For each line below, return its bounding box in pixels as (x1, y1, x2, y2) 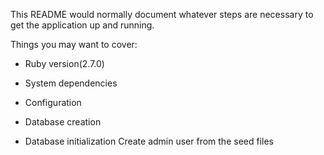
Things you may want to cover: (10, 39, 138, 50)
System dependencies (24, 77, 118, 89)
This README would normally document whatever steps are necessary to (10, 9, 314, 20)
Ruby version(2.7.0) (24, 58, 105, 69)
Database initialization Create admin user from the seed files (24, 135, 274, 147)
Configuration (24, 97, 82, 108)
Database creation (24, 116, 102, 128)
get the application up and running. (10, 19, 155, 31)
